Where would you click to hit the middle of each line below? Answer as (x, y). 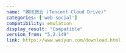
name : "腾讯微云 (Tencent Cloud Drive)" (56, 12)
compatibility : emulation (39, 23)
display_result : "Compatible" (45, 29)
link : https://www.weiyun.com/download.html (64, 40)
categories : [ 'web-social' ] (42, 18)
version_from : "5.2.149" (38, 35)
